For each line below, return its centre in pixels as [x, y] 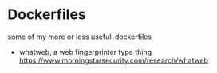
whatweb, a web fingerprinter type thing [85, 52]
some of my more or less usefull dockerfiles [80, 36]
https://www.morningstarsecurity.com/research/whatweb [114, 60]
